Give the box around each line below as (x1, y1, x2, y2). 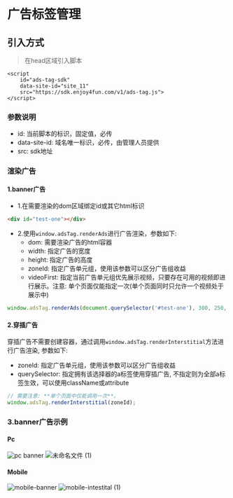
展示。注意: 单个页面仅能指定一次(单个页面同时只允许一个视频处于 (34, 282, 224, 291)
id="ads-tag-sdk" (20, 76, 71, 83)
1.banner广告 (7, 185, 46, 193)
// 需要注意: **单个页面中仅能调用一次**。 (7, 393, 119, 400)
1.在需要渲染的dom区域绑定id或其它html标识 (17, 202, 145, 210)
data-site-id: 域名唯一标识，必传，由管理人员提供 (17, 138, 160, 147)
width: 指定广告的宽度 (27, 247, 91, 256)
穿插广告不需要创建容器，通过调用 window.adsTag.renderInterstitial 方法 (7, 338, 218, 346)
